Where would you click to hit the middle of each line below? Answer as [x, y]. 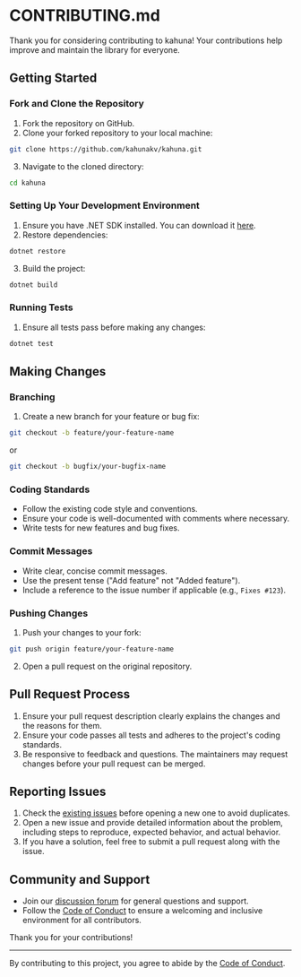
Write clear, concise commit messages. [95, 571]
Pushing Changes [49, 613]
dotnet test [31, 343]
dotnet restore [38, 251]
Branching [32, 397]
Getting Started [53, 78]
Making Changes [58, 372]
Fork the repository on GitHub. [78, 123]
